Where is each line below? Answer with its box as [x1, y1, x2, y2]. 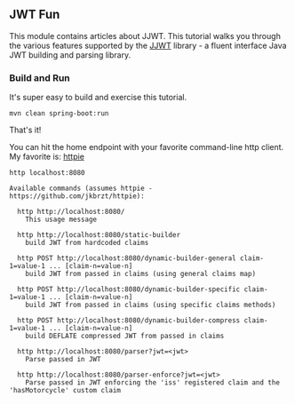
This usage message [25, 215, 98, 225]
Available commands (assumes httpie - [9, 184, 153, 194]
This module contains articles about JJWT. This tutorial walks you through [9, 30, 282, 41]
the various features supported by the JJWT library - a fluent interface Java [9, 40, 287, 51]
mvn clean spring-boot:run [9, 109, 109, 118]
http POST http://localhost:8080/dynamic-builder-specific [17, 285, 241, 294]
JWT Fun [9, 7, 60, 22]
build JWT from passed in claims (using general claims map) [25, 270, 256, 279]
